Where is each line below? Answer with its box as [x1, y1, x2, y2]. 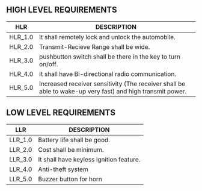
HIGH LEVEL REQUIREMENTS [6, 5, 117, 15]
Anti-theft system [38, 165, 88, 174]
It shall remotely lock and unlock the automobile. [38, 33, 176, 41]
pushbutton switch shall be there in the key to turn [38, 52, 180, 61]
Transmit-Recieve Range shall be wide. [38, 42, 150, 51]
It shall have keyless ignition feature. [38, 155, 141, 163]
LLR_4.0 [9, 165, 32, 174]
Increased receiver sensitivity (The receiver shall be [38, 80, 186, 88]
